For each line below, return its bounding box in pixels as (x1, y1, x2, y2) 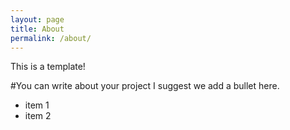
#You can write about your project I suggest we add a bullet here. (10, 80, 280, 92)
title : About (10, 24, 65, 34)
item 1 (24, 99, 50, 111)
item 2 (24, 110, 52, 122)
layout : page (10, 14, 65, 25)
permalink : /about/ (10, 33, 92, 43)
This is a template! (10, 61, 86, 73)
